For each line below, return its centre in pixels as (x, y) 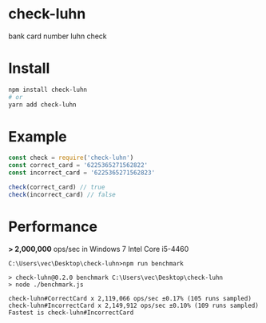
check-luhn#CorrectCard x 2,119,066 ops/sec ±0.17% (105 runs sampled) (130, 298)
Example (38, 136)
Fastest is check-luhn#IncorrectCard (71, 313)
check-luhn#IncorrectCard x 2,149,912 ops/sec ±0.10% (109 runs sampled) (134, 305)
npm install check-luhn (48, 90)
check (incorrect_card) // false (62, 194)
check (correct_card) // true (57, 187)
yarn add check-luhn (43, 105)
